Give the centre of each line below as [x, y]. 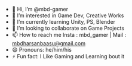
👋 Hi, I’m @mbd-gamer [40, 9]
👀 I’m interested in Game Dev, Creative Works [68, 15]
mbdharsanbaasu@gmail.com [48, 43]
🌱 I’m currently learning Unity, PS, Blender [63, 22]
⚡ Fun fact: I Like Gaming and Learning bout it [68, 56]
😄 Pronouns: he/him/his [42, 50]
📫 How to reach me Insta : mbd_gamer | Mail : [69, 35]
